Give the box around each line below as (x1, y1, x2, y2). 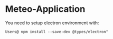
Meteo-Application (5, 3, 85, 15)
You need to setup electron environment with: (5, 20, 99, 26)
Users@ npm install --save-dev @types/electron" (5, 29, 108, 34)
